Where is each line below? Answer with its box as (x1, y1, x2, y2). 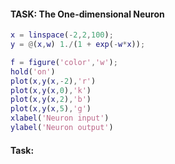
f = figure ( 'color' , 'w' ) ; (10, 57, 118, 67)
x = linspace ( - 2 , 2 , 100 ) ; (10, 30, 114, 40)
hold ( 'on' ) (10, 66, 56, 77)
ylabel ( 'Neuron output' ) (10, 123, 114, 133)
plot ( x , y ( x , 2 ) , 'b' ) (10, 95, 92, 105)
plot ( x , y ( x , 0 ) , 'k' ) (10, 85, 92, 95)
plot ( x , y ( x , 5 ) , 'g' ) (10, 104, 92, 114)
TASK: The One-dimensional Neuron (10, 8, 165, 20)
